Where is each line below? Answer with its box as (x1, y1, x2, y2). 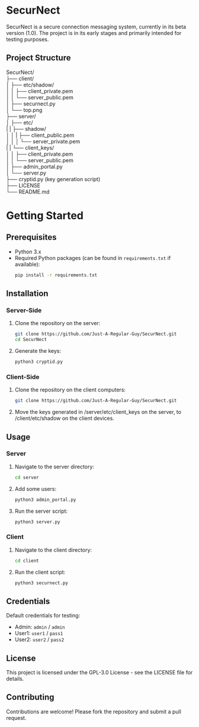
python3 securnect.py (14, 580, 68, 586)
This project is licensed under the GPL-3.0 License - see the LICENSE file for (6, 669, 193, 676)
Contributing (6, 692, 54, 702)
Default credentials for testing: (6, 612, 81, 619)
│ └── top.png (6, 106, 43, 113)
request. (6, 714, 27, 721)
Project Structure (6, 53, 71, 63)
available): (14, 260, 40, 268)
